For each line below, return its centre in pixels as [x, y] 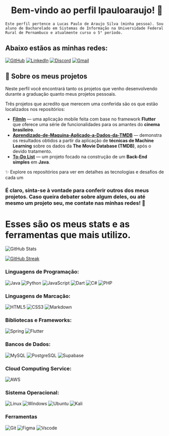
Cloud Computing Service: [38, 368]
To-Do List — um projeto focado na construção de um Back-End [80, 156]
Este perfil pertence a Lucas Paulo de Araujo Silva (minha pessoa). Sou [84, 24]
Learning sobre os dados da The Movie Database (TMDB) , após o [82, 146]
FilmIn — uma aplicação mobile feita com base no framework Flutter [84, 119]
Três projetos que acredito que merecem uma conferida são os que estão [81, 104]
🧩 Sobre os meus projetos [46, 76]
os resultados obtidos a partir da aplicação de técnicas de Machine [83, 140]
